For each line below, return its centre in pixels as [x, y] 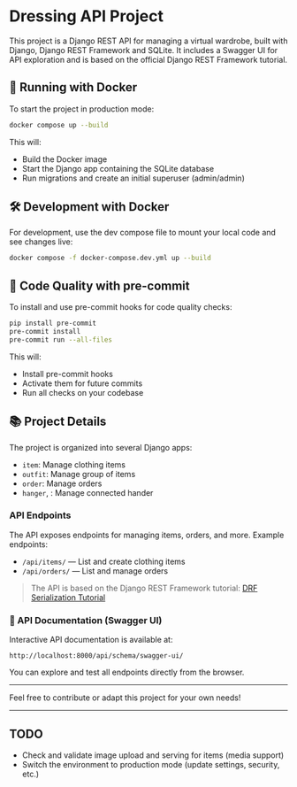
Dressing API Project [86, 16]
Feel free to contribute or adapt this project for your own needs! [125, 698]
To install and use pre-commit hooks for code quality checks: [121, 307]
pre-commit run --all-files [61, 339]
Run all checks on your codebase [83, 392]
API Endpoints [40, 515]
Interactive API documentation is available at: [91, 640]
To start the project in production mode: [82, 109]
